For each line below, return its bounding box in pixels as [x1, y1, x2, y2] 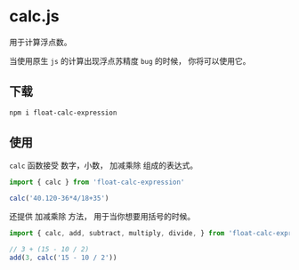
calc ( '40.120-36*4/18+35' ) [9, 194, 109, 203]
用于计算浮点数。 [9, 36, 72, 47]
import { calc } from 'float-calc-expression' [9, 178, 185, 187]
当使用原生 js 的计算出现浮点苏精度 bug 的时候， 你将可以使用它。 [9, 55, 251, 66]
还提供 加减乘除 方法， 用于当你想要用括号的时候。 [9, 211, 196, 222]
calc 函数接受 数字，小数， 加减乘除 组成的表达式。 [9, 160, 198, 171]
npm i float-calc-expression [9, 108, 117, 117]
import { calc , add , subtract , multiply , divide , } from [9, 229, 225, 238]
